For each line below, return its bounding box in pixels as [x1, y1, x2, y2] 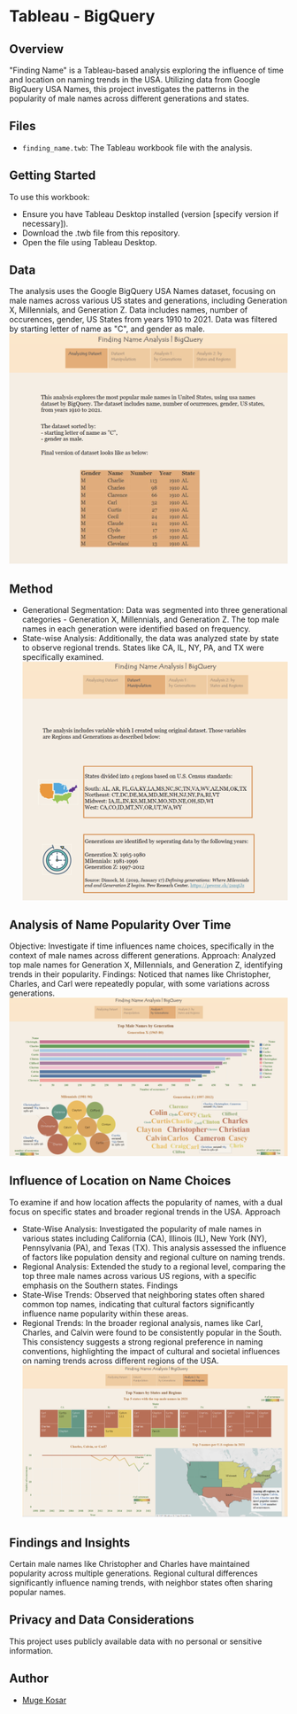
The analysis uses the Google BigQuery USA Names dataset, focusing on [9, 286, 276, 297]
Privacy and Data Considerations [9, 1612, 194, 1627]
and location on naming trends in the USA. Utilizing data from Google [9, 74, 261, 85]
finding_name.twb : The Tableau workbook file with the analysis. [21, 142, 253, 152]
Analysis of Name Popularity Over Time [9, 917, 232, 932]
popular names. [9, 1587, 66, 1598]
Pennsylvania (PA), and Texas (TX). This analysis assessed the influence [21, 1242, 286, 1253]
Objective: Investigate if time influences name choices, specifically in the [9, 941, 275, 951]
